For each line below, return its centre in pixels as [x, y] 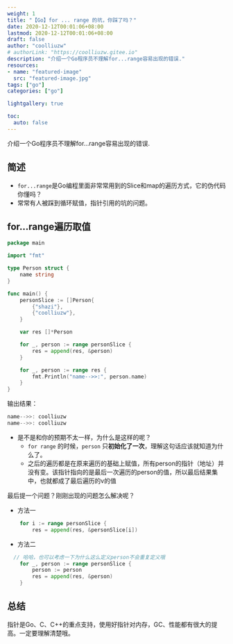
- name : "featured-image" [44, 72]
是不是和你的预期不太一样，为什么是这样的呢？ [84, 437]
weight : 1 [21, 14]
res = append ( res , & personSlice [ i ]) [85, 530]
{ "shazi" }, [48, 306]
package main [26, 243]
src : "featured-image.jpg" [52, 78]
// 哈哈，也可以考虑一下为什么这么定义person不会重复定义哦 [89, 557]
